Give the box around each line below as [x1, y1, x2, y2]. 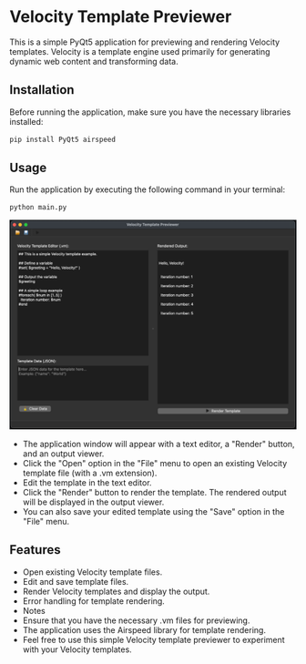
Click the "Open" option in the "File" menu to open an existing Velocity [22, 457, 288, 468]
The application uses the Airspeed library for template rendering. [22, 624, 267, 635]
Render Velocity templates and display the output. [22, 586, 210, 597]
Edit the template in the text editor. [22, 476, 152, 488]
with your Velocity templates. [22, 644, 132, 655]
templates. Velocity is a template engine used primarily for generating [9, 46, 270, 56]
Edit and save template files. [22, 576, 129, 587]
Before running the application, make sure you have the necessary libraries [9, 107, 291, 117]
